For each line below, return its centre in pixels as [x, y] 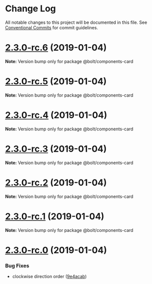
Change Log [30, 9]
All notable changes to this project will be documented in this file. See [76, 22]
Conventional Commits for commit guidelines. [51, 27]
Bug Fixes [17, 266]
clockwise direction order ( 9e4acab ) [50, 277]
